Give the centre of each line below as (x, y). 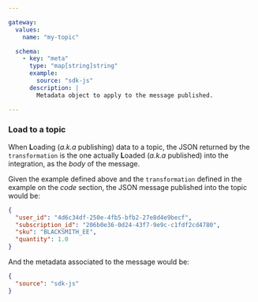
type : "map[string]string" (73, 66)
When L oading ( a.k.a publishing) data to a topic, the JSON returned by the (129, 147)
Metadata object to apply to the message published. (125, 95)
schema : (28, 51)
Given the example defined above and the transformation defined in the (125, 179)
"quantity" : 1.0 (42, 240)
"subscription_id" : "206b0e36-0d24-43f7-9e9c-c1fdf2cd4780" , (118, 225)
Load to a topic (37, 129)
